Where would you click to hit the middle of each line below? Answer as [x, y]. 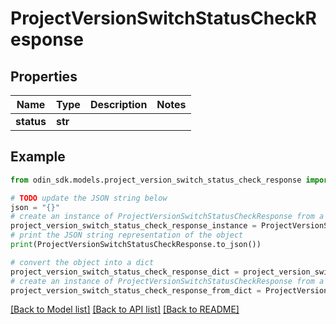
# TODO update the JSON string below [89, 198]
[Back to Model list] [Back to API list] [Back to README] [125, 309]
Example [38, 157]
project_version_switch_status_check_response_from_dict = [136, 290]
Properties [44, 76]
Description [118, 104]
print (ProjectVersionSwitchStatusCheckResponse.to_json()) [136, 245]
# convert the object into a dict [82, 262]
